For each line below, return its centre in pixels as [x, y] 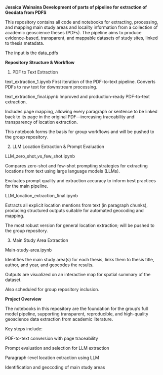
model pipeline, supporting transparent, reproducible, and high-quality [77, 314]
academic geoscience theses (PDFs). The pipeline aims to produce [73, 33]
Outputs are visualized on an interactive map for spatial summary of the [78, 274]
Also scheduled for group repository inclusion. [52, 289]
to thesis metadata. [25, 43]
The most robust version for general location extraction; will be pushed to [80, 225]
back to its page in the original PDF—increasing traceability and [70, 117]
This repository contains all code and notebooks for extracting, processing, [82, 22]
